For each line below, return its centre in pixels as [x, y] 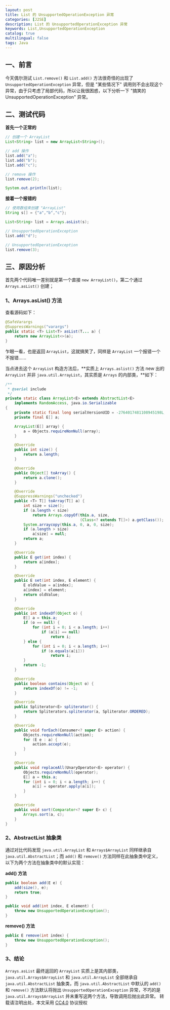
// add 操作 [17, 151]
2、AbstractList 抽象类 [33, 838]
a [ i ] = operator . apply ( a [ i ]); [64, 787]
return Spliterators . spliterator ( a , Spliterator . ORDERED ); [87, 712]
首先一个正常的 [21, 128]
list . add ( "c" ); [21, 165]
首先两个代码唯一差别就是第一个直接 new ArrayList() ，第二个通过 [74, 280]
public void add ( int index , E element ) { [50, 906]
